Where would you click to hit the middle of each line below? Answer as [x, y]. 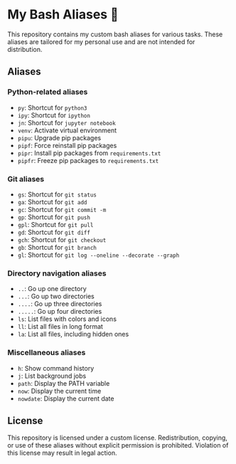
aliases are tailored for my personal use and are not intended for [101, 41]
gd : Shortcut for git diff [54, 232]
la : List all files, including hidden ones [73, 334]
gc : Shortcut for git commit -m [62, 209]
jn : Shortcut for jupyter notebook [66, 122]
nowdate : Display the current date [66, 399]
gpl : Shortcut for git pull [55, 224]
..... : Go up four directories [60, 312]
